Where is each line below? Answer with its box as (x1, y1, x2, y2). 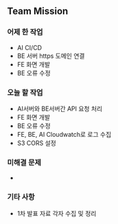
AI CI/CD (16, 43, 43, 52)
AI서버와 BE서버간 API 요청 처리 (16, 104, 103, 113)
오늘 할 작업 (7, 87, 43, 97)
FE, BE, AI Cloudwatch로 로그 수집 (16, 130, 112, 138)
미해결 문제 (7, 157, 42, 167)
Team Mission (7, 5, 69, 17)
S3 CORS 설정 (16, 139, 56, 147)
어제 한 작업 (7, 27, 43, 37)
